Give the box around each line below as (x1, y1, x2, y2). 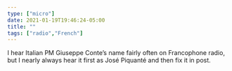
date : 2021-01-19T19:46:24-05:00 (7, 17, 105, 24)
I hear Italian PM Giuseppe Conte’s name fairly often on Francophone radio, (7, 49, 225, 57)
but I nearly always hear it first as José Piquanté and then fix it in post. (7, 56, 211, 65)
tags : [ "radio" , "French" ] (7, 29, 83, 37)
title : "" (7, 23, 37, 30)
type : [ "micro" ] (7, 10, 55, 17)
